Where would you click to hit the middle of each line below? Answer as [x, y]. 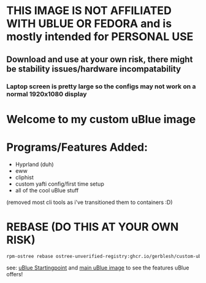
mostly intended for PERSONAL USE [100, 37]
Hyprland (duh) [34, 164]
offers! [15, 274]
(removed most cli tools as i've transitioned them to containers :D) [90, 202]
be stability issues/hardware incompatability [94, 69]
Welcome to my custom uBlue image [101, 119]
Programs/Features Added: [77, 147]
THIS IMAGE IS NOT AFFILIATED [89, 11]
